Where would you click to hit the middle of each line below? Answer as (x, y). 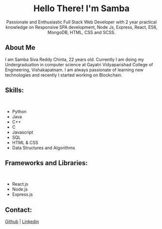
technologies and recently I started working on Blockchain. (64, 75)
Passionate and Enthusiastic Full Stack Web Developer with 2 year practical (81, 22)
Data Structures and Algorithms (43, 148)
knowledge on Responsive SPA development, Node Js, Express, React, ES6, (81, 27)
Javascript (23, 132)
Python (19, 111)
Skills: (15, 90)
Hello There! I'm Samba (81, 9)
